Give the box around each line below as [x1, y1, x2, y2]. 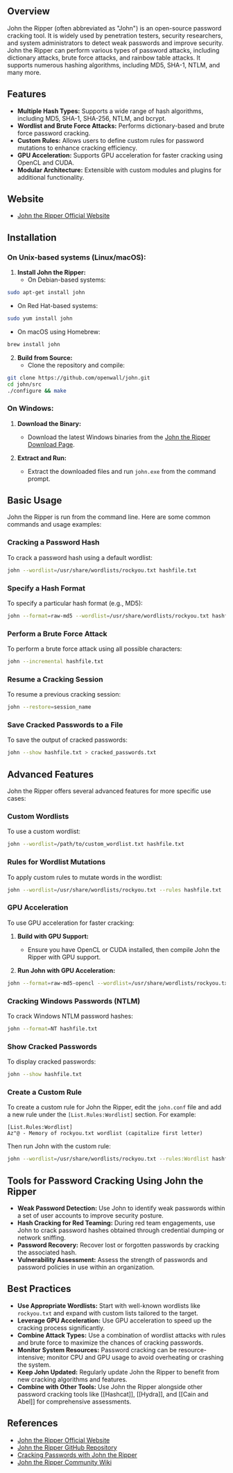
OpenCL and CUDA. [17, 158, 75, 167]
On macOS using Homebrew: [17, 327, 101, 336]
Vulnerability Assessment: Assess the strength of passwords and [17, 1256, 208, 1263]
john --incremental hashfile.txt [7, 658, 104, 665]
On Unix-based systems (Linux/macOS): [7, 253, 146, 262]
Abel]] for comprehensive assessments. [17, 1397, 132, 1406]
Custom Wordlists [7, 812, 69, 821]
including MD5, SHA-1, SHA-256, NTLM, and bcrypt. [17, 114, 166, 122]
